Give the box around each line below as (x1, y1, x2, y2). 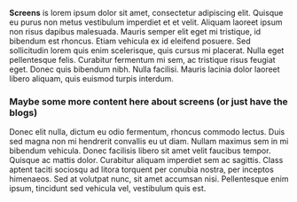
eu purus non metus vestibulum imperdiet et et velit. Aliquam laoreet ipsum (9, 17, 283, 27)
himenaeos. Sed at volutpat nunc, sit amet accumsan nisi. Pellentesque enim (9, 174, 289, 184)
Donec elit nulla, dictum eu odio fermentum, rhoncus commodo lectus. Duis (9, 127, 285, 137)
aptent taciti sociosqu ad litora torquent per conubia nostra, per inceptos (9, 164, 275, 175)
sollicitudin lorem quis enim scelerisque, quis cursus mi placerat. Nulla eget (9, 45, 285, 56)
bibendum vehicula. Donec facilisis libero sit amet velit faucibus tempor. (9, 145, 271, 156)
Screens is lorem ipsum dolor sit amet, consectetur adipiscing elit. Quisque (9, 8, 284, 18)
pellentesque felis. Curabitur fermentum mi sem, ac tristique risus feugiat (9, 55, 277, 65)
